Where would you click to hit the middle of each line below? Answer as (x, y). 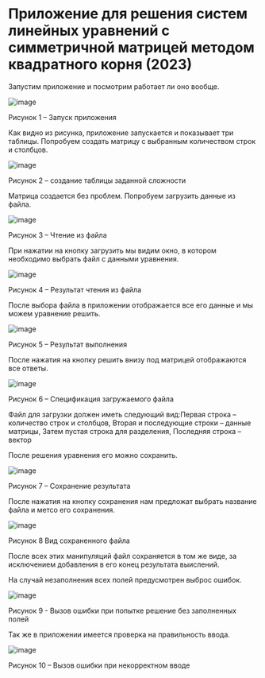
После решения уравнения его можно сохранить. (93, 455)
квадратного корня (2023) (100, 65)
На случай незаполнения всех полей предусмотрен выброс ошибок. (125, 579)
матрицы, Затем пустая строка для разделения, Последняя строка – (125, 431)
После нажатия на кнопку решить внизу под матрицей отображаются (127, 359)
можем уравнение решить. (54, 313)
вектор (20, 440)
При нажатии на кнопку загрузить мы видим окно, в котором (112, 250)
